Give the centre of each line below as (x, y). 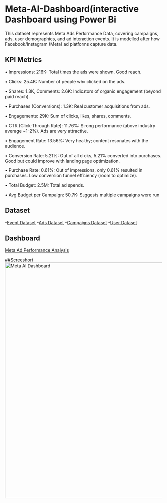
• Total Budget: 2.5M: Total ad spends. (45, 185)
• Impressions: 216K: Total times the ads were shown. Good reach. (73, 72)
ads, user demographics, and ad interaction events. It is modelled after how (83, 39)
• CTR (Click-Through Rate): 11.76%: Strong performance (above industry (80, 125)
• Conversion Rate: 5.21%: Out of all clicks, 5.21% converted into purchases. (83, 155)
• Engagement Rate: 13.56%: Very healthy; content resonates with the (77, 140)
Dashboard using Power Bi (61, 20)
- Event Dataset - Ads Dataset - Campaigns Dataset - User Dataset (71, 222)
